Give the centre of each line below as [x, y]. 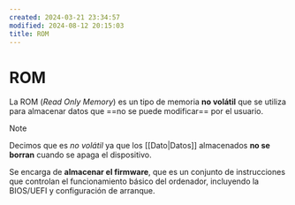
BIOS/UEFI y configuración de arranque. [82, 191]
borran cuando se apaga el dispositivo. [80, 155]
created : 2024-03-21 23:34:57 [65, 17]
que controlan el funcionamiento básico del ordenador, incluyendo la [134, 181]
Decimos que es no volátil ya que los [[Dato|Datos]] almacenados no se [140, 146]
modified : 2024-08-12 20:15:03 [67, 26]
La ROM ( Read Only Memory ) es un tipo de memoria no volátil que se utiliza [148, 102]
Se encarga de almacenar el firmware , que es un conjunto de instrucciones [147, 172]
